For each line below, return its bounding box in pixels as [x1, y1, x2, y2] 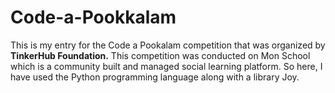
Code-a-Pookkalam [10, 6, 177, 29]
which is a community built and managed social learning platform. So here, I [10, 60, 323, 72]
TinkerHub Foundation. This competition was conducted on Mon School [10, 49, 311, 61]
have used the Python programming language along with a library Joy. [10, 71, 300, 83]
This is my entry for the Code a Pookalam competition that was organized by [10, 39, 326, 51]
